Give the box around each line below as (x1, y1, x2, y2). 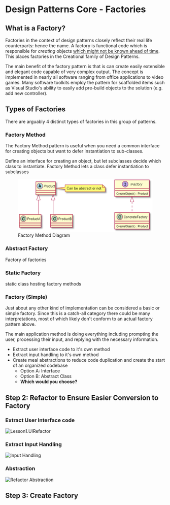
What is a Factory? (5, 24, 66, 33)
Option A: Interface (20, 368, 60, 374)
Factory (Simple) (5, 294, 47, 300)
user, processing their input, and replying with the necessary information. (5, 336, 159, 342)
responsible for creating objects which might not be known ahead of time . (5, 48, 160, 54)
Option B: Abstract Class (20, 373, 72, 380)
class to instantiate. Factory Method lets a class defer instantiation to (5, 164, 149, 170)
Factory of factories (5, 257, 47, 263)
